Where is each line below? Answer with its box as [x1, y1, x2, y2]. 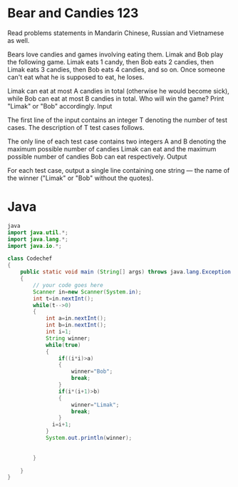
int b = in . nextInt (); [45, 321, 107, 329]
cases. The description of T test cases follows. [7, 123, 145, 131]
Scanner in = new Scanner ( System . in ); [33, 288, 142, 296]
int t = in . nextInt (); [33, 295, 94, 302]
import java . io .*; [7, 242, 62, 249]
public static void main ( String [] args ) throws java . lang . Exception [20, 268, 232, 276]
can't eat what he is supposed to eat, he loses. [7, 73, 145, 81]
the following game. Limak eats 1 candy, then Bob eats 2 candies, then [7, 57, 214, 66]
